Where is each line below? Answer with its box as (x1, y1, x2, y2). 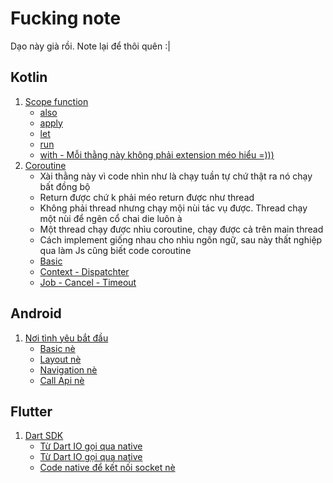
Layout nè (39, 353, 82, 365)
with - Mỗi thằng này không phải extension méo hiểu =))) (39, 148, 275, 161)
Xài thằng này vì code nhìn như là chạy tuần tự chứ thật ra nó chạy (39, 170, 313, 182)
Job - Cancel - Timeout (39, 276, 137, 288)
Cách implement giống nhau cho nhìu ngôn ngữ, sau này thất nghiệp (39, 233, 323, 246)
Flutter (10, 403, 53, 420)
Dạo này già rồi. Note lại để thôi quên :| (10, 40, 171, 52)
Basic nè (39, 342, 76, 354)
